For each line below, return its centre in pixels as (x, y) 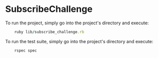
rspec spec (26, 51)
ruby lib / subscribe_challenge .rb (49, 32)
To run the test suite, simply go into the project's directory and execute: (79, 41)
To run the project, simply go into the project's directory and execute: (77, 23)
